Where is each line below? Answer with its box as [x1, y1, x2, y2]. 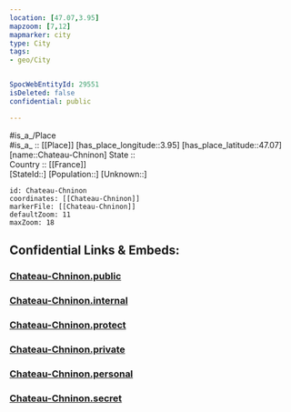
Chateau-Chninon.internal [9, 294, 129, 306]
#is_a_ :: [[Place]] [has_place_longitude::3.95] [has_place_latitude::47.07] [9, 139, 282, 150]
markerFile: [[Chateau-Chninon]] [9, 202, 136, 211]
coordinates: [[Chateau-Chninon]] [9, 194, 141, 203]
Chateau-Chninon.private [9, 343, 125, 356]
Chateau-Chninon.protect [9, 318, 126, 331]
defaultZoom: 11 [9, 210, 71, 219]
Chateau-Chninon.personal [9, 367, 134, 380]
